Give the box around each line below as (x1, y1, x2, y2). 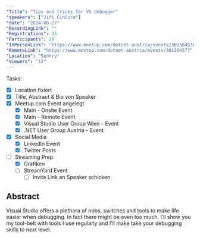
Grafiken (23, 160, 45, 167)
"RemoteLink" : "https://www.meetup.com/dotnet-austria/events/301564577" (6, 48, 193, 54)
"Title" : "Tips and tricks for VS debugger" (6, 8, 118, 15)
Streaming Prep (14, 154, 54, 161)
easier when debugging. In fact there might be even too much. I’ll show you (6, 214, 191, 221)
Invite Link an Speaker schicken (32, 174, 111, 181)
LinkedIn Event (23, 140, 61, 147)
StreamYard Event (23, 167, 68, 174)
